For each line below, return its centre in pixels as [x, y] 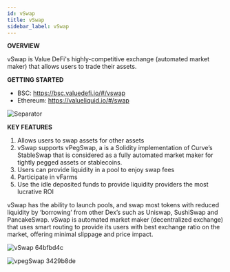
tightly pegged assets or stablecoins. [70, 163]
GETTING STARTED [35, 80]
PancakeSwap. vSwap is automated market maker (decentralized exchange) [115, 220]
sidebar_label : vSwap [38, 26]
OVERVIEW [23, 46]
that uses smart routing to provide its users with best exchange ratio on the [114, 227]
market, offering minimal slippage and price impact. [80, 234]
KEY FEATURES [30, 127]
